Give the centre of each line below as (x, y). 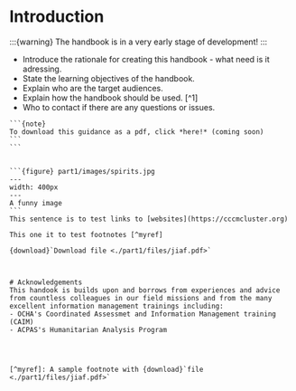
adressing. (42, 69)
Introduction (57, 17)
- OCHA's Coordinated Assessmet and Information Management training (143, 314)
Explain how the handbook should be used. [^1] (110, 98)
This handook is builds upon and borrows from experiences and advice (145, 290)
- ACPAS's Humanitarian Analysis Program (88, 329)
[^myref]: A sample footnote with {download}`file (106, 369)
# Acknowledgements (46, 282)
